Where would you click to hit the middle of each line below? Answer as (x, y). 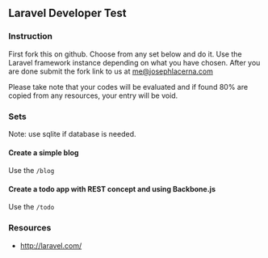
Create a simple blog (44, 152)
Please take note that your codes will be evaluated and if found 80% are (128, 87)
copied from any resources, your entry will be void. (93, 95)
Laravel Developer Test (67, 13)
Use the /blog (31, 171)
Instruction (31, 36)
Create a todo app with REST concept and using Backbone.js (112, 188)
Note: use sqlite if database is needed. (72, 133)
